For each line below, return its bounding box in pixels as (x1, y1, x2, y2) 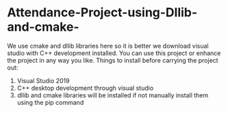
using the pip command (16, 98, 84, 106)
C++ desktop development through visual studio (16, 84, 154, 92)
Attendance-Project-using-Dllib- (7, 5, 198, 20)
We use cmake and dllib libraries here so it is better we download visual (7, 42, 209, 50)
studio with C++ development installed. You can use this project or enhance (7, 49, 221, 57)
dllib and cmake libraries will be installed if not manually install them (16, 91, 209, 99)
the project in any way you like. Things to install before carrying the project (7, 56, 218, 64)
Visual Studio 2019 (16, 76, 70, 84)
